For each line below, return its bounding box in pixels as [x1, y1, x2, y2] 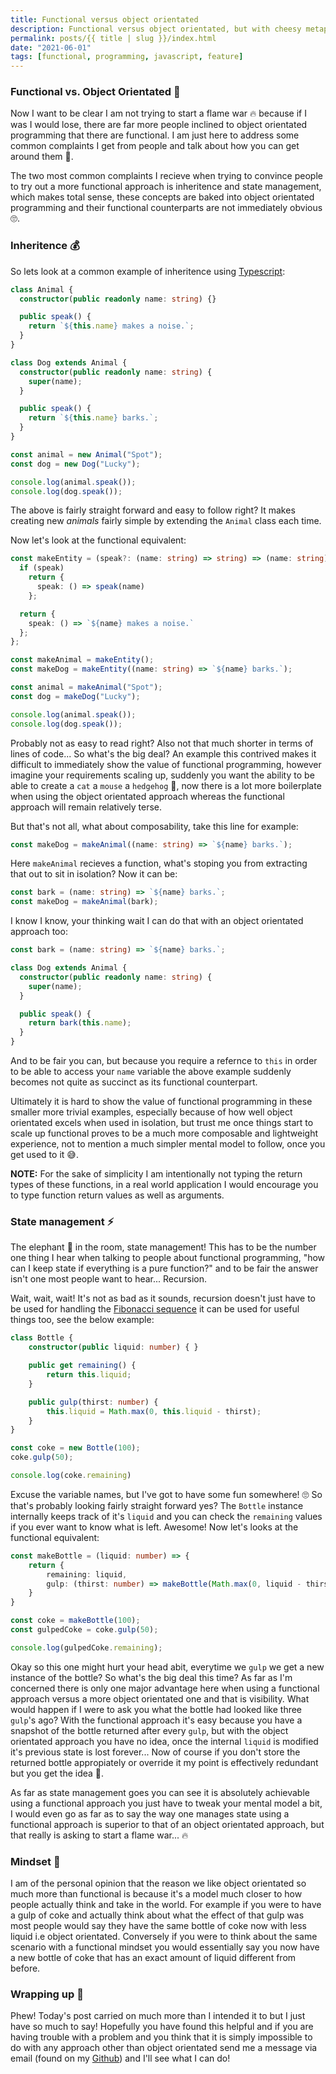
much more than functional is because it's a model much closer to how [10, 1888, 303, 1900]
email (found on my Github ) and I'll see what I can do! [10, 2052, 231, 2065]
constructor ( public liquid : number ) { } [28, 1342, 199, 1353]
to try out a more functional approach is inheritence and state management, [10, 181, 322, 193]
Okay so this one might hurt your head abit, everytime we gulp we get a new [10, 1661, 325, 1673]
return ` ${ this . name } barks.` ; [28, 413, 159, 423]
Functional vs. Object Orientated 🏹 [10, 85, 181, 99]
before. [10, 1962, 41, 1975]
